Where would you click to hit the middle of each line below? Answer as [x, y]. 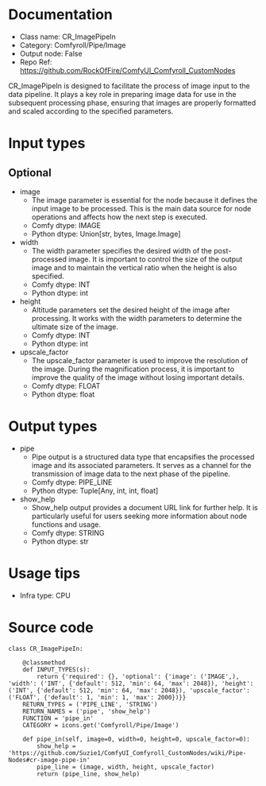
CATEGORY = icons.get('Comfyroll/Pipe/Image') [101, 725]
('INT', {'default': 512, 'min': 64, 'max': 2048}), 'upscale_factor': [129, 690]
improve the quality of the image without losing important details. [138, 377]
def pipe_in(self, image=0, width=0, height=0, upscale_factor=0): [136, 739]
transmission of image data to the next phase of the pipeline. [131, 474]
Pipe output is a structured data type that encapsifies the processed [143, 457]
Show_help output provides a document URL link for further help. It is [145, 507]
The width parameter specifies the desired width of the [122, 250]
